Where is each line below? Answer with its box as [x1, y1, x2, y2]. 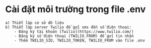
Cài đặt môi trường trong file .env [5, 4, 146, 15]
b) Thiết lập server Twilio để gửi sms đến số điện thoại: [5, 24, 132, 30]
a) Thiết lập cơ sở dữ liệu [5, 20, 64, 25]
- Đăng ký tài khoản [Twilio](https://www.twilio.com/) [14, 29, 134, 34]
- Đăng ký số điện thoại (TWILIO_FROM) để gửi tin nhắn [14, 33, 134, 38]
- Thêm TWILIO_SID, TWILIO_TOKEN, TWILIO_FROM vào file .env [14, 38, 145, 43]
